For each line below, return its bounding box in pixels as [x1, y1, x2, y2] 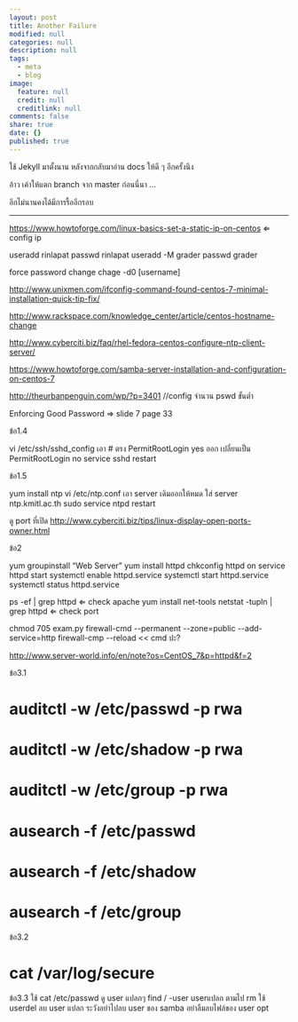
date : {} [9, 129, 42, 138]
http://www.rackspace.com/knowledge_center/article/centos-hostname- [9, 310, 275, 321]
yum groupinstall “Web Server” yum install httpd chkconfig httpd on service [9, 560, 286, 571]
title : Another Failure [9, 21, 98, 30]
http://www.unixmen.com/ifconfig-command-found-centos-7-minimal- [9, 283, 269, 294]
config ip [9, 232, 42, 242]
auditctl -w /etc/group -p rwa [9, 780, 229, 800]
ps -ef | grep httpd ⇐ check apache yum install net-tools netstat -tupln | [9, 596, 273, 606]
